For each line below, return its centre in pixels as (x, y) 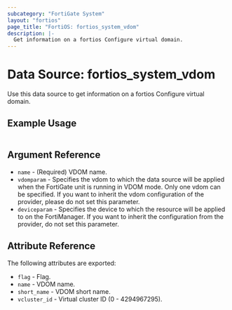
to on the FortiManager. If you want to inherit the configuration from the (121, 216)
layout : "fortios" (34, 20)
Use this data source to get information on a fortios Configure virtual (106, 94)
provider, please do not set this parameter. (79, 201)
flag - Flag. (34, 276)
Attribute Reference (52, 246)
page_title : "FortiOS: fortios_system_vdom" (73, 27)
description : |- (31, 33)
